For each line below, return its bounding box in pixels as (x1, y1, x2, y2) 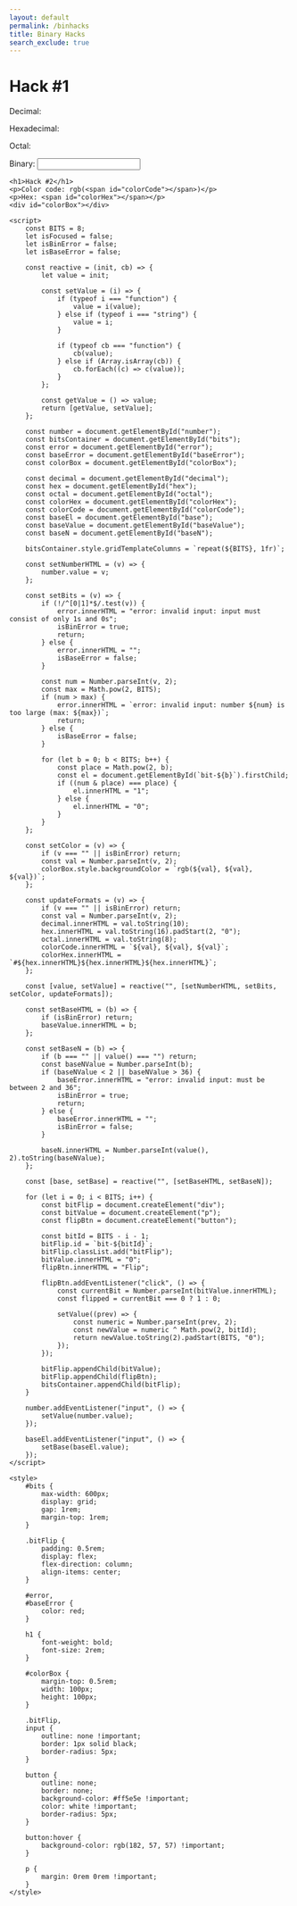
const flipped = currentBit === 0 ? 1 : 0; (56, 1294, 221, 1303)
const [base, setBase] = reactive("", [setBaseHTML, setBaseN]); (25, 1178, 274, 1186)
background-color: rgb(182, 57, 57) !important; (41, 1841, 226, 1851)
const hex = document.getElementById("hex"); (25, 482, 198, 491)
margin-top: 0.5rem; (41, 1677, 118, 1686)
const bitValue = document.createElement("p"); (41, 1209, 221, 1218)
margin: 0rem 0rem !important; (41, 1872, 158, 1882)
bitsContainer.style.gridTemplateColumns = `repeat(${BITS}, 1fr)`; (25, 545, 285, 553)
